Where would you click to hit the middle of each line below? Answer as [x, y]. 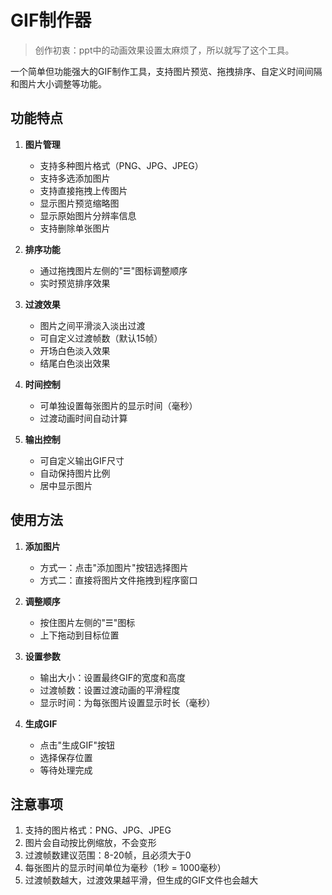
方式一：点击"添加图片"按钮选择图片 [114, 567]
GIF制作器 [51, 20]
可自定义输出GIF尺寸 [82, 460]
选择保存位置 [66, 757]
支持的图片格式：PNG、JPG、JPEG [98, 830]
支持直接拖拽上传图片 [83, 190]
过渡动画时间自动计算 [83, 418]
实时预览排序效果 [75, 283]
